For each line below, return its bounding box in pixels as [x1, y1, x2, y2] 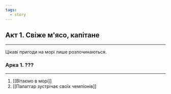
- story [10, 12, 26, 17]
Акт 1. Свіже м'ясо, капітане [5, 31, 100, 39]
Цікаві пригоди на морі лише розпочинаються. [5, 49, 107, 55]
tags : [5, 7, 17, 13]
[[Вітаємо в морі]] [12, 78, 52, 84]
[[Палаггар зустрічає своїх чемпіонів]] [12, 83, 97, 89]
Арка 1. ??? [5, 62, 34, 69]
